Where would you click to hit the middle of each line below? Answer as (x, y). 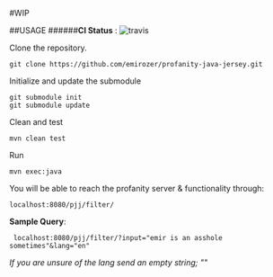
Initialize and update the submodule (75, 81)
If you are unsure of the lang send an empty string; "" (109, 263)
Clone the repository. (48, 48)
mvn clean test (38, 138)
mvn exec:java (36, 172)
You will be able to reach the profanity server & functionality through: (137, 188)
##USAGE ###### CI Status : (64, 30)
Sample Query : (38, 221)
